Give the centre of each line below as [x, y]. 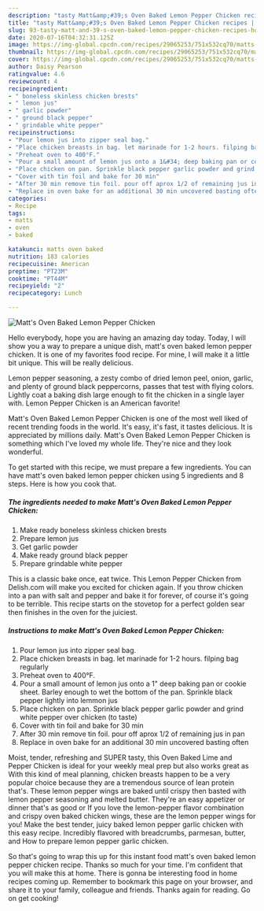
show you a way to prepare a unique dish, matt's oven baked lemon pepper [130, 346]
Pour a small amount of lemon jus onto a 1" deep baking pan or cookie [133, 683]
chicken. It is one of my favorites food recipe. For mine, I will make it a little [129, 354]
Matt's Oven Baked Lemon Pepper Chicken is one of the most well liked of [128, 418]
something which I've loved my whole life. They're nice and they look [120, 443]
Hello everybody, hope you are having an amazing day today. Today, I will [127, 338]
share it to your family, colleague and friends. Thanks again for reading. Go [129, 890]
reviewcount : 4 [33, 81]
